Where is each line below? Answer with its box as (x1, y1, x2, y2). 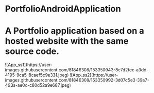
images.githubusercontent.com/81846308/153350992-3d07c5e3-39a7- (5, 77, 150, 83)
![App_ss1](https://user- (5, 62, 52, 68)
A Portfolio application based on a (5, 26, 144, 37)
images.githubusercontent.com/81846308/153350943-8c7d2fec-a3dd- (5, 67, 149, 73)
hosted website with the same (5, 36, 129, 47)
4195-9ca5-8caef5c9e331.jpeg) (5, 72, 69, 78)
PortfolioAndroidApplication (5, 3, 121, 14)
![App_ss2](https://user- (69, 72, 118, 78)
